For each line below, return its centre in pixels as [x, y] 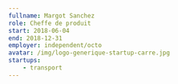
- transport [42, 68]
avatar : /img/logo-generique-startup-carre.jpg [89, 53]
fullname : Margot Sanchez [51, 16]
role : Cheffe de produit [50, 23]
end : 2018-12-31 [35, 38]
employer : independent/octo [55, 46]
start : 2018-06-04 [39, 30]
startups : [25, 61]
